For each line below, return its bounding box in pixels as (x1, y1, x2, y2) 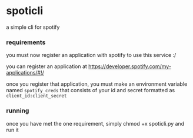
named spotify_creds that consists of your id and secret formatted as (6, 87, 175, 94)
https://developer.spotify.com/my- (88, 63, 172, 70)
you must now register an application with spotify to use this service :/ (6, 52, 177, 59)
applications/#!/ (6, 69, 44, 76)
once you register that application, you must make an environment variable (6, 80, 188, 87)
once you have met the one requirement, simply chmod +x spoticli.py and (6, 120, 184, 127)
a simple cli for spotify (6, 23, 60, 31)
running (6, 107, 29, 115)
